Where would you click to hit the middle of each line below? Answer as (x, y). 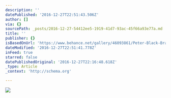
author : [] (17, 19)
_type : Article (21, 67)
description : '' (22, 10)
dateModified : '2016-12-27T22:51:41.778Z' (51, 48)
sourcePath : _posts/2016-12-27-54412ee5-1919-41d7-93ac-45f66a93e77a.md (84, 29)
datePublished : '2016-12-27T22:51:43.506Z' (52, 15)
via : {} (13, 24)
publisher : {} (20, 39)
